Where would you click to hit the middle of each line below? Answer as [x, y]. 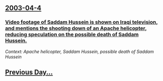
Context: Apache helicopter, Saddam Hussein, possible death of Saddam [80, 51]
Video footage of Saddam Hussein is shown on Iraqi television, [81, 22]
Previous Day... [29, 72]
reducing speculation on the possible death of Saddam [72, 35]
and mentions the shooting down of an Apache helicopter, [76, 28]
